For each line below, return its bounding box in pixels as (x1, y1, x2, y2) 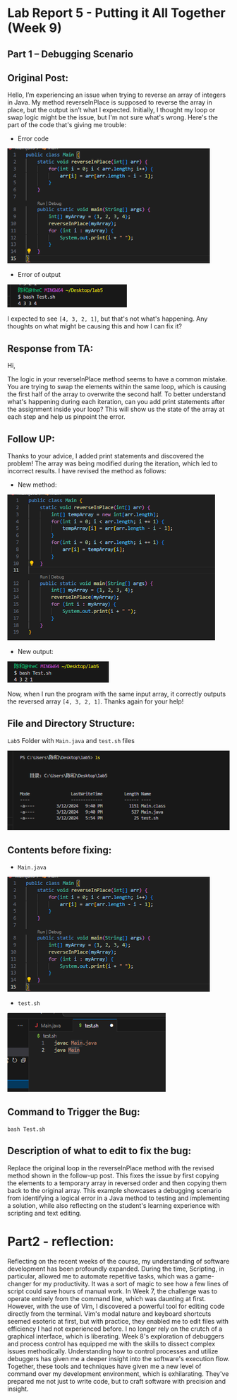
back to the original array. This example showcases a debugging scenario (7, 1186, 222, 1194)
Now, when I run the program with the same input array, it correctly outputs (7, 690, 226, 699)
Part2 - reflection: (7, 1233, 114, 1250)
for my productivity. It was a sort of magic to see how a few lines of (32, 1279, 229, 1288)
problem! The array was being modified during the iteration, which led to (7, 459, 218, 468)
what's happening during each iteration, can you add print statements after (7, 398, 226, 406)
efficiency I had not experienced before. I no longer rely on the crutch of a (7, 1324, 223, 1333)
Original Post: (7, 72, 69, 84)
